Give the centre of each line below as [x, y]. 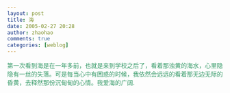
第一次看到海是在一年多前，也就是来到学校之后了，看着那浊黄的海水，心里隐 [115, 66]
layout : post [26, 13]
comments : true [29, 39]
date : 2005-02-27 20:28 [41, 26]
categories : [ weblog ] [38, 45]
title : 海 [21, 20]
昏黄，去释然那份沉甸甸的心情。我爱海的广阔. [71, 83]
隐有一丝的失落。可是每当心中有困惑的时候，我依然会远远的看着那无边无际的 [115, 74]
